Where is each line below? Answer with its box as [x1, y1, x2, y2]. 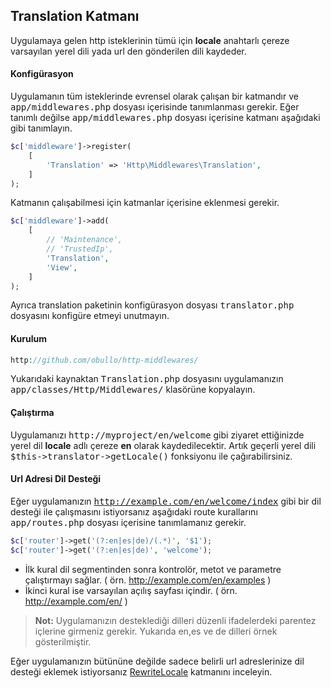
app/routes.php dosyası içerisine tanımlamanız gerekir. [10, 516, 247, 528]
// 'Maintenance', [46, 235, 123, 245]
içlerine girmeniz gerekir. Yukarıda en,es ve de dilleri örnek [34, 625, 278, 637]
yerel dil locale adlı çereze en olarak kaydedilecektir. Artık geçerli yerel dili [10, 439, 317, 451]
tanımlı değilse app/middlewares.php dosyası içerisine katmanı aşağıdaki [10, 112, 321, 124]
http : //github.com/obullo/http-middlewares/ [10, 355, 199, 365]
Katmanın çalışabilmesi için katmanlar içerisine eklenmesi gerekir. [10, 197, 280, 209]
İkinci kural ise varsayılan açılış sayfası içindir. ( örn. [24, 584, 238, 596]
